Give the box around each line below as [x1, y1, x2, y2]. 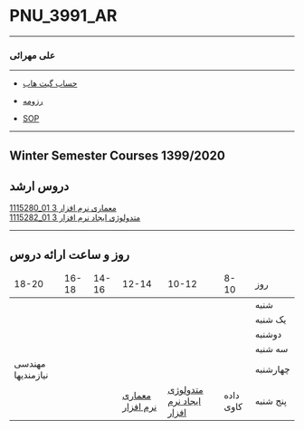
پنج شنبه [254, 395, 287, 407]
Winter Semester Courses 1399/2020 [9, 148, 226, 163]
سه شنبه [254, 343, 289, 356]
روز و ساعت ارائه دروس [9, 246, 129, 263]
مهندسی [14, 358, 46, 370]
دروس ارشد [9, 178, 70, 195]
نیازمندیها [14, 368, 49, 381]
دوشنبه [254, 328, 282, 340]
